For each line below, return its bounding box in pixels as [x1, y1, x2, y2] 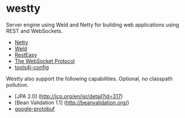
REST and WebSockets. [6, 27, 63, 34]
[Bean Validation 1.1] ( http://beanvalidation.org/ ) [14, 99, 130, 106]
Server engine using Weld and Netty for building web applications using [6, 21, 180, 28]
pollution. [6, 81, 29, 88]
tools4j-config [14, 63, 49, 70]
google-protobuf [14, 105, 55, 112]
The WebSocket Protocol [14, 58, 75, 65]
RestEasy [14, 51, 37, 58]
